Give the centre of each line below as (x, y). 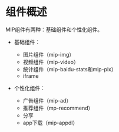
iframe (31, 76)
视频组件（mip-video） (51, 62)
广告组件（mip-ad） (47, 100)
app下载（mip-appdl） (50, 123)
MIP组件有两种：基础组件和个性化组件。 (54, 29)
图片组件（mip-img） (49, 54)
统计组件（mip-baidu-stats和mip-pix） (70, 69)
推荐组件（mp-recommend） (58, 108)
